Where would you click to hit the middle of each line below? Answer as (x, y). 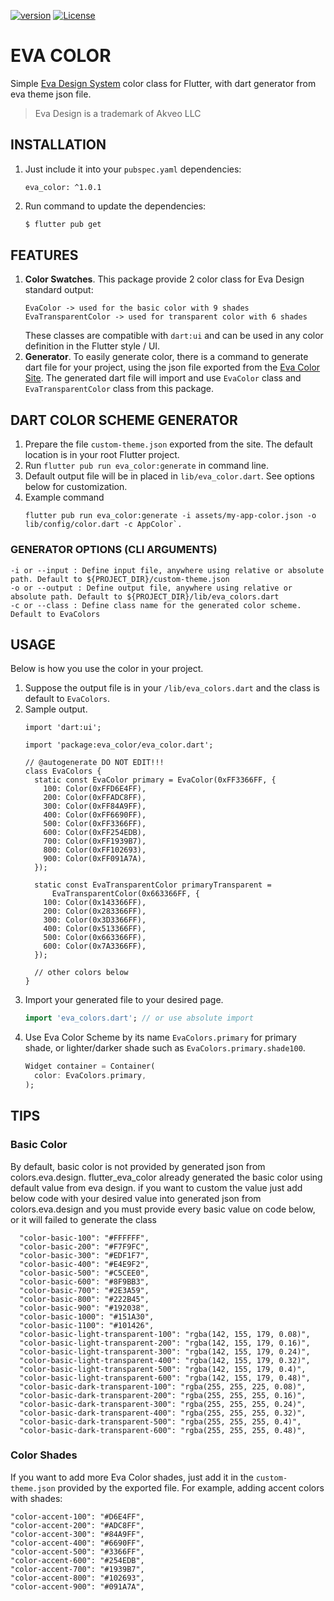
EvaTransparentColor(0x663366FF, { (125, 894)
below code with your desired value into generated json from (136, 1198)
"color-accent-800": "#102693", (77, 1578)
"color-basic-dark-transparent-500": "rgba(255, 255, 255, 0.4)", (160, 1421)
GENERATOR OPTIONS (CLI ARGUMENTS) (114, 550)
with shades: (36, 1498)
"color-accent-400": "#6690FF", (77, 1543)
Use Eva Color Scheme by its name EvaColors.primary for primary (160, 1037)
